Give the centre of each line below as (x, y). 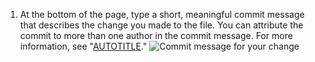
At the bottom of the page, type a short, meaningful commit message (162, 14)
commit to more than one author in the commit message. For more (156, 35)
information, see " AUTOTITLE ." (83, 46)
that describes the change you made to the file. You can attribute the (161, 25)
